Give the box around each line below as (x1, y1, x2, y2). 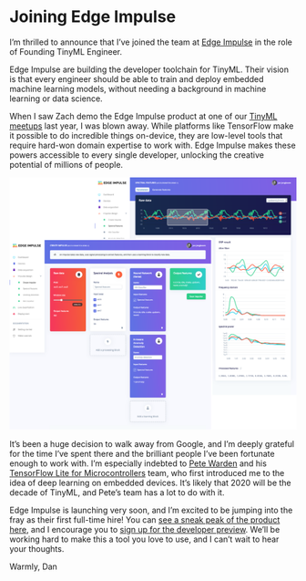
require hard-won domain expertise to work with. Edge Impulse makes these (9, 140, 296, 150)
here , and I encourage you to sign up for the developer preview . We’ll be (9, 524, 280, 535)
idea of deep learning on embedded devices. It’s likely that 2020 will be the (9, 477, 291, 489)
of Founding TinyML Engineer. (9, 46, 123, 57)
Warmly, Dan (9, 561, 57, 572)
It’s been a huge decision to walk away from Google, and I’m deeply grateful (9, 439, 295, 450)
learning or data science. (9, 93, 103, 104)
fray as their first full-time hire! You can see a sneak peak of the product (9, 514, 280, 525)
